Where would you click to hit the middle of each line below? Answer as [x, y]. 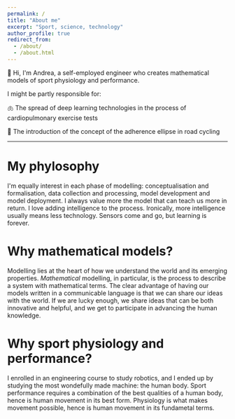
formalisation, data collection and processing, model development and [109, 193]
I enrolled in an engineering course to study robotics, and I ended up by [110, 378]
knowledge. [24, 315]
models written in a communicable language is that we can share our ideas [115, 293]
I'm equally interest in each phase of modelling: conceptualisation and [108, 186]
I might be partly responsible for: [54, 94]
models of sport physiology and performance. [73, 80]
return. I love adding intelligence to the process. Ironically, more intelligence [116, 208]
